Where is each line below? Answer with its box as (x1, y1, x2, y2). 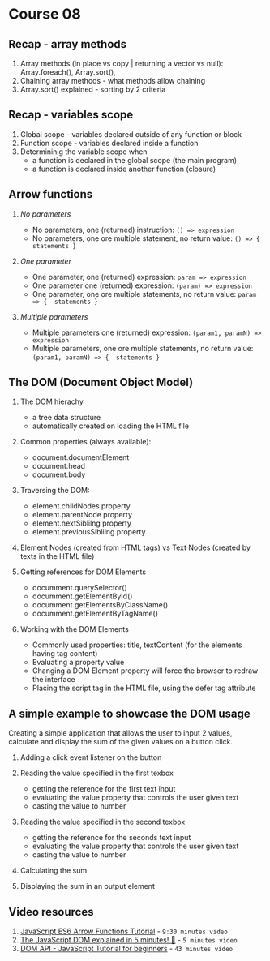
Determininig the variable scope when (19, 147, 148, 157)
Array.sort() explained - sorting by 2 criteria (19, 84, 166, 94)
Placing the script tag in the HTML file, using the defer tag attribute (32, 683, 256, 693)
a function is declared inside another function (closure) (32, 164, 216, 174)
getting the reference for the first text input (32, 784, 176, 794)
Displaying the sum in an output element (19, 882, 156, 891)
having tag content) (32, 649, 98, 659)
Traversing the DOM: (19, 486, 91, 496)
